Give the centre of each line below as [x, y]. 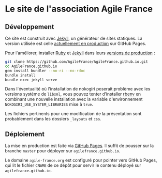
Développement [30, 27]
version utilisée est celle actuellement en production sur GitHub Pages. [76, 44]
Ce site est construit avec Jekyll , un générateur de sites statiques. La [74, 38]
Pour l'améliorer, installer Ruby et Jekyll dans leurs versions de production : [80, 53]
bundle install [20, 75]
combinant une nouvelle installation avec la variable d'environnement [74, 99]
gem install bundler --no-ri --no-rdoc [45, 71]
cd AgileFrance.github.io [31, 66]
